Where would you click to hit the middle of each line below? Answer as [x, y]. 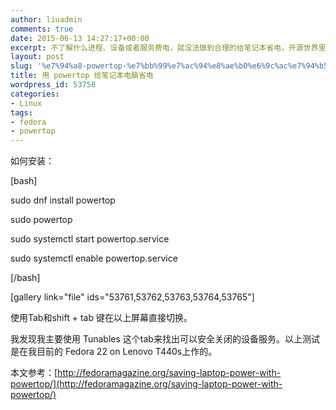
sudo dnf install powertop [63, 200]
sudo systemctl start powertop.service [90, 239]
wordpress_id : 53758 [53, 85]
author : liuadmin [46, 19]
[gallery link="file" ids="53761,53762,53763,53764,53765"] [132, 297]
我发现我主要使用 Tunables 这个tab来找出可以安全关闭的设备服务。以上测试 [165, 339]
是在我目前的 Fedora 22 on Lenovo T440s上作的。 [114, 352]
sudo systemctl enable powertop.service [94, 258]
